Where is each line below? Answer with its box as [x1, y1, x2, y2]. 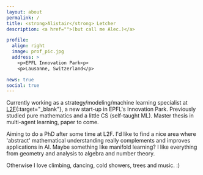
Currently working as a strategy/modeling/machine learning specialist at [6, 99, 188, 106]
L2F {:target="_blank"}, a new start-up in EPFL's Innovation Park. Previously [6, 105, 196, 113]
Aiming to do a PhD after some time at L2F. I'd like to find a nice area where [6, 130, 197, 138]
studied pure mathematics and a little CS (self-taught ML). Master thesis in [6, 112, 194, 119]
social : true [6, 82, 40, 89]
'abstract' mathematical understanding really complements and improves [6, 137, 191, 144]
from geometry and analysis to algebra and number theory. [6, 150, 155, 157]
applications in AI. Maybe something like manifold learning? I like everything [6, 143, 197, 151]
